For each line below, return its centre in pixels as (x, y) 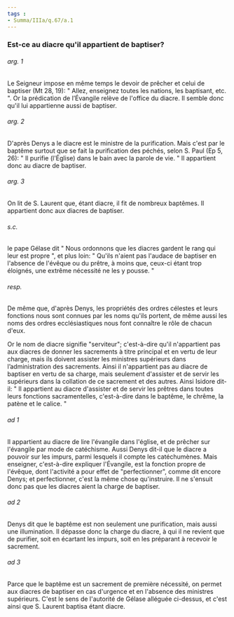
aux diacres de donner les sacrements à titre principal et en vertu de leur (112, 352)
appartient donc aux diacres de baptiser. (66, 211)
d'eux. (16, 331)
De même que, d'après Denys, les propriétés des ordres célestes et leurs (113, 308)
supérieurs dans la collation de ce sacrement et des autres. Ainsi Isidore (111, 382)
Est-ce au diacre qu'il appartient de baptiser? (86, 45)
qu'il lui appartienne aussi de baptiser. (62, 105)
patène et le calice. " (37, 404)
